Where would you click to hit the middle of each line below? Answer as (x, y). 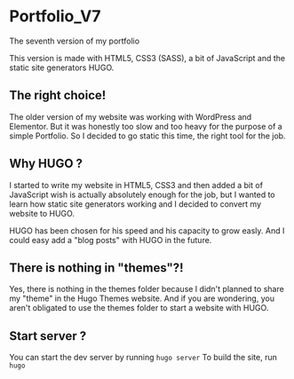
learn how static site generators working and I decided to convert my (135, 204)
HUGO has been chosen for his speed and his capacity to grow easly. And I (147, 230)
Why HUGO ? (46, 164)
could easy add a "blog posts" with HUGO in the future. (111, 240)
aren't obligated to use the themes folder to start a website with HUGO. (139, 308)
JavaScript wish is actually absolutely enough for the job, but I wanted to (142, 194)
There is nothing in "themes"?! (96, 268)
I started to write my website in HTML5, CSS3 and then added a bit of (136, 185)
